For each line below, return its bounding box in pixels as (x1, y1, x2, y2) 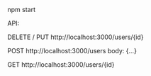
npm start (7, 6, 36, 13)
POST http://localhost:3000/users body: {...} (7, 47, 137, 55)
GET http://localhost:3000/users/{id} (7, 60, 115, 69)
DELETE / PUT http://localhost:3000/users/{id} (7, 33, 144, 41)
